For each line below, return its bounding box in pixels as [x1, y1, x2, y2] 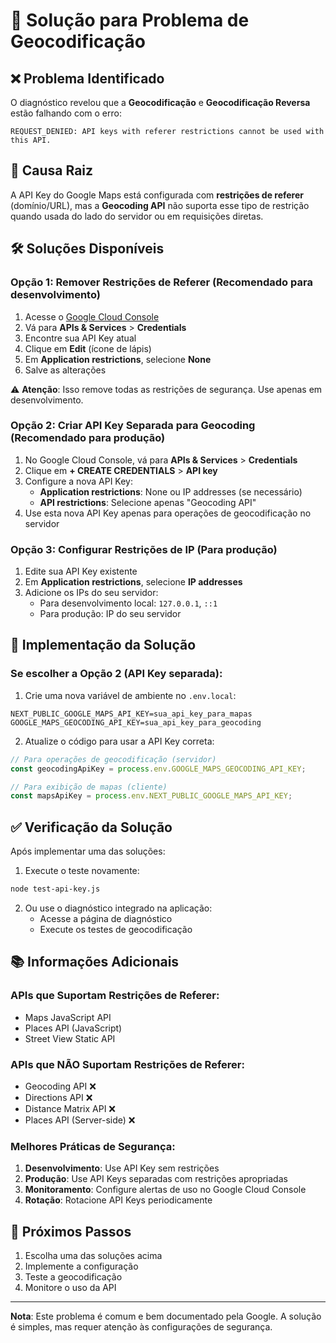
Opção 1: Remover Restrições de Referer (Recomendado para [10, 275, 313, 289]
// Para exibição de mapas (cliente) [10, 782, 168, 792]
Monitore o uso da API [24, 1282, 117, 1294]
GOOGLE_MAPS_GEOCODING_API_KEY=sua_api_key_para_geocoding [10, 717, 262, 728]
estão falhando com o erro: [10, 107, 122, 119]
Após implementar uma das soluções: [10, 845, 166, 858]
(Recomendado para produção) [10, 431, 166, 445]
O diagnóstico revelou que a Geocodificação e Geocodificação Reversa [10, 97, 311, 108]
